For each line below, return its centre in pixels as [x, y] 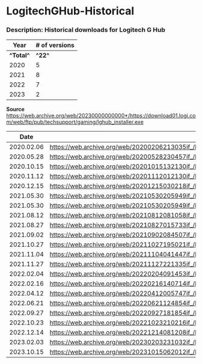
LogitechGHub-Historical [70, 11]
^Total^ [20, 55]
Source [16, 109]
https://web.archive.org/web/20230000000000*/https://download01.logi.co [101, 116]
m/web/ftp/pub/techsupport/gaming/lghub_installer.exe [75, 122]
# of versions [55, 45]
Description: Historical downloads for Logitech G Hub [86, 30]
